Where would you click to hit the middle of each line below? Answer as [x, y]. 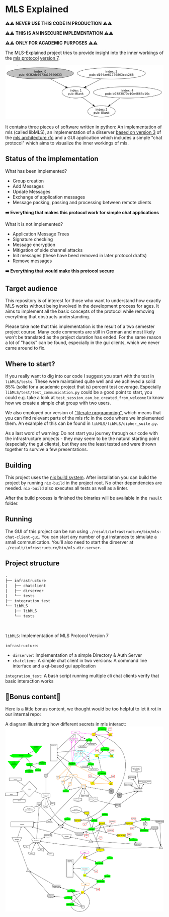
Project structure [32, 564]
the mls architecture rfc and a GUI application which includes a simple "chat [84, 137]
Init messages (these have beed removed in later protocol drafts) [79, 255]
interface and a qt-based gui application [54, 666]
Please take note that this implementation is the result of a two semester [80, 326]
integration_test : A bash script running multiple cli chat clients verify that [82, 675]
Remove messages [32, 261]
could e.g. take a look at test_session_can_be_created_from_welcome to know [84, 398]
